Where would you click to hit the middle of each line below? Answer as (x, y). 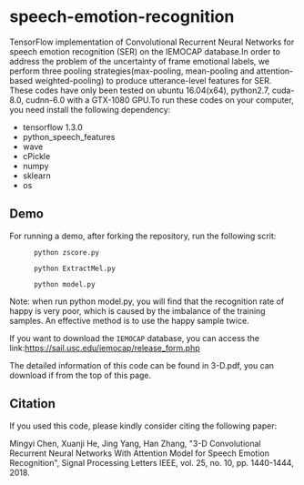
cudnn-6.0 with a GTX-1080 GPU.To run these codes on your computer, (160, 100)
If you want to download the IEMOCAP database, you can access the (134, 338)
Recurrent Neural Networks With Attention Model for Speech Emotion (140, 453)
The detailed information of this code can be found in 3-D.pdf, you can (142, 365)
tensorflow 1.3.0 (53, 127)
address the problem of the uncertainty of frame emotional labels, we (140, 61)
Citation (33, 404)
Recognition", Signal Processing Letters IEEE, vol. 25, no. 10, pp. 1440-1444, (152, 462)
